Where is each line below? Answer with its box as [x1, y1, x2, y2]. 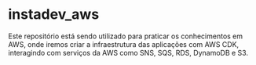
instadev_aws [8, 5, 100, 23]
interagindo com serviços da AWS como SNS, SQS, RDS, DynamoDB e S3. [8, 48, 249, 57]
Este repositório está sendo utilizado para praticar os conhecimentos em [8, 31, 243, 41]
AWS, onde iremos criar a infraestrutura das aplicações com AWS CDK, [8, 39, 240, 49]
